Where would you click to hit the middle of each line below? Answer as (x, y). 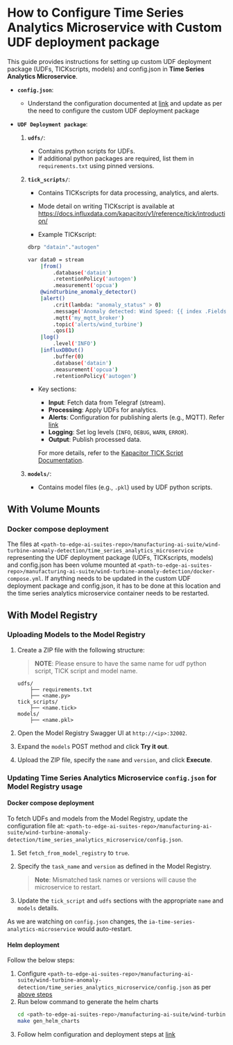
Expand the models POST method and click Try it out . (93, 746)
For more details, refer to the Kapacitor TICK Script (111, 453)
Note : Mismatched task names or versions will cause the (115, 880)
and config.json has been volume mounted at (72, 565)
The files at (23, 544)
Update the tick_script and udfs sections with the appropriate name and (120, 900)
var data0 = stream (56, 260)
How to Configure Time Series (95, 13)
